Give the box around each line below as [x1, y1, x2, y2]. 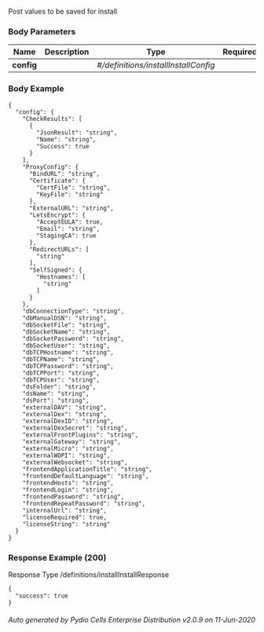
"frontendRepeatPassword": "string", [22, 499, 146, 507]
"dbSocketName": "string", [22, 327, 111, 336]
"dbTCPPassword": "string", [22, 362, 114, 370]
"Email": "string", [36, 225, 101, 232]
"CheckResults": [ [22, 115, 82, 122]
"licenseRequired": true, [22, 513, 108, 521]
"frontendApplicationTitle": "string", [22, 465, 153, 473]
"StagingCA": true [36, 232, 97, 239]
